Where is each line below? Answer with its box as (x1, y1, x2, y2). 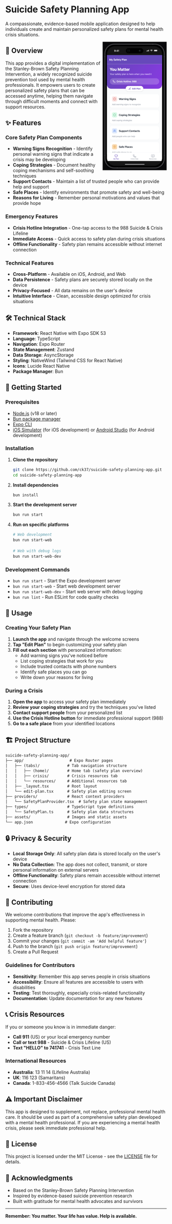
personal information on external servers (12, 867, 99, 873)
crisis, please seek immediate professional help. (5, 1125, 106, 1131)
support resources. (5, 104, 46, 110)
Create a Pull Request (12, 949, 59, 955)
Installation (5, 445, 34, 452)
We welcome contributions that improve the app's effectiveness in (5, 912, 145, 918)
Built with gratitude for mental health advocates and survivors (12, 1198, 143, 1204)
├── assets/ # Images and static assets (5, 814, 127, 820)
